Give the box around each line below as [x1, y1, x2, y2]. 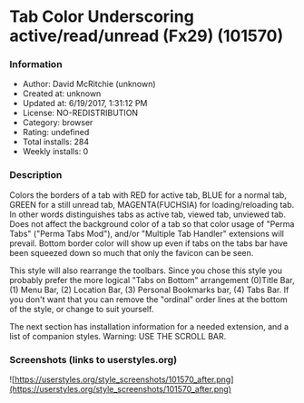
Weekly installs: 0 [22, 146, 89, 157]
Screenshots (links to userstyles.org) [9, 353, 178, 366]
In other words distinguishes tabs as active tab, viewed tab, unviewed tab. [9, 209, 286, 220]
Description [9, 169, 63, 182]
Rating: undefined [22, 127, 90, 138]
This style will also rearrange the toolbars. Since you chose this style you [9, 265, 283, 276]
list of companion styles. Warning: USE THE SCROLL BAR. [9, 330, 227, 341]
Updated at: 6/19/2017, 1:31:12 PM [22, 98, 148, 109]
